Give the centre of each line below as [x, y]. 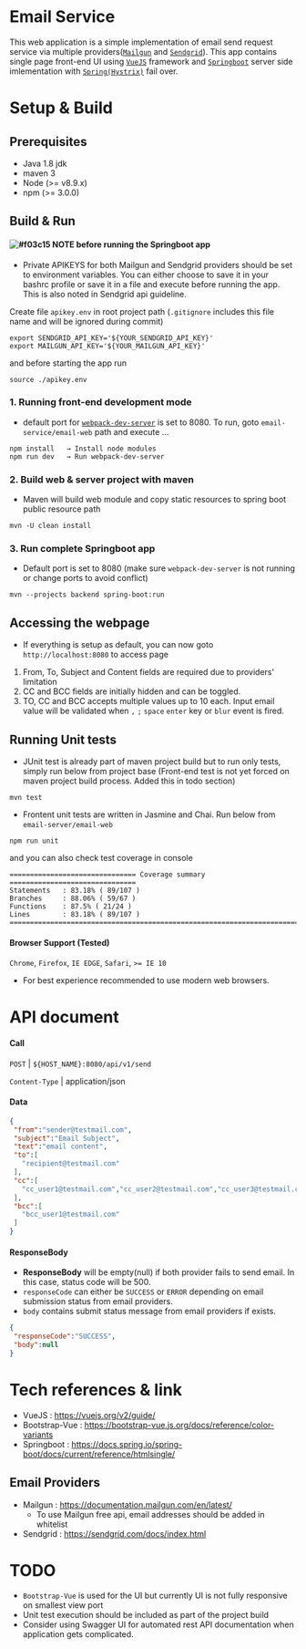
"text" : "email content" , [60, 1146]
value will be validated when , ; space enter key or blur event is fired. [153, 711]
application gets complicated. [78, 1634]
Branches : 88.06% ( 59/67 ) [73, 899]
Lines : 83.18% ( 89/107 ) [75, 915]
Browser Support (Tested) [60, 942]
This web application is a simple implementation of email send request [141, 42]
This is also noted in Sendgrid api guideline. [104, 294]
